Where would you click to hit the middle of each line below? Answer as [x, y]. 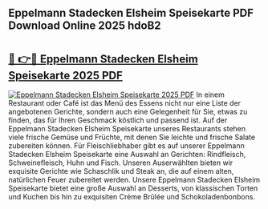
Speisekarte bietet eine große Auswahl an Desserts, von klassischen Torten [133, 188]
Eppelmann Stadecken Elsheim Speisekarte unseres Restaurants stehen [127, 129]
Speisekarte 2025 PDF [65, 75]
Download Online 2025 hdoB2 [85, 26]
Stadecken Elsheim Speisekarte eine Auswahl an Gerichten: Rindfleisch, [127, 154]
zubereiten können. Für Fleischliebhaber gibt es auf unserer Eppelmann [126, 146]
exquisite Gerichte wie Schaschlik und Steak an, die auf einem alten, [121, 171]
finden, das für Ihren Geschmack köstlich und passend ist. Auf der [118, 120]
